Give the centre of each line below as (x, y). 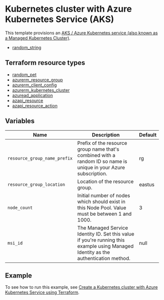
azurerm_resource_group (38, 80)
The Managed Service (103, 228)
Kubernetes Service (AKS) (60, 19)
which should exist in (101, 201)
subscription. (92, 173)
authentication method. (104, 258)
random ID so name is (102, 161)
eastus (147, 184)
